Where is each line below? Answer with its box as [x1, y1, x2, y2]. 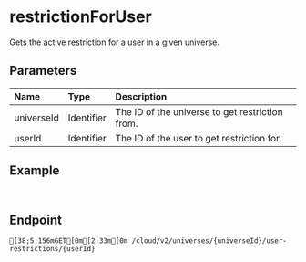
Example [9, 162, 60, 179]
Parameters [9, 63, 77, 79]
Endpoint [9, 212, 62, 227]
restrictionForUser [9, 6, 152, 27]
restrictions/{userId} [9, 245, 96, 254]
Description [115, 89, 168, 102]
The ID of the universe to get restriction [115, 105, 284, 118]
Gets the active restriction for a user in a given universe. [9, 37, 220, 47]
